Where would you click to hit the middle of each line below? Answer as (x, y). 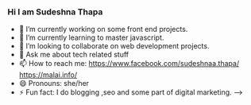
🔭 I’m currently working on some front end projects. (103, 29)
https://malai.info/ (48, 75)
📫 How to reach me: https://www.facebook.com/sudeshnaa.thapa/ (129, 64)
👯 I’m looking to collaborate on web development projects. (114, 46)
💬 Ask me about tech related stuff (74, 55)
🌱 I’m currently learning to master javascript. (91, 37)
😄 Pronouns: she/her (54, 84)
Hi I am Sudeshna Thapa (55, 12)
